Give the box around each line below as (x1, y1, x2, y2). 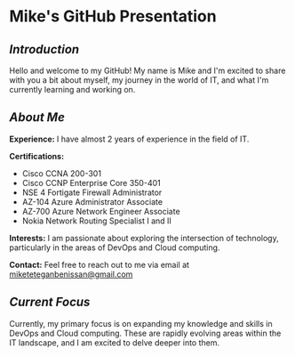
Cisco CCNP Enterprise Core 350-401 (21, 177, 162, 188)
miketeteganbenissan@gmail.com (9, 269, 133, 280)
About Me (9, 110, 65, 126)
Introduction (9, 42, 80, 57)
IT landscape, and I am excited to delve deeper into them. (9, 337, 220, 348)
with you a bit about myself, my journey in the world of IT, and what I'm (9, 75, 269, 85)
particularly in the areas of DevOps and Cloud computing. (9, 242, 220, 253)
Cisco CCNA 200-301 (21, 167, 102, 179)
